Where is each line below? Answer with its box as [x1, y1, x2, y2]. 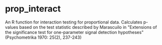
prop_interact [5, 3, 61, 14]
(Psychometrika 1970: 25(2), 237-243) [5, 34, 82, 40]
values [5, 24, 18, 30]
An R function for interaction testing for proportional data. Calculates [5, 19, 143, 25]
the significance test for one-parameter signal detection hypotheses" [5, 29, 144, 35]
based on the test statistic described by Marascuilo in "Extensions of [19, 24, 157, 30]
